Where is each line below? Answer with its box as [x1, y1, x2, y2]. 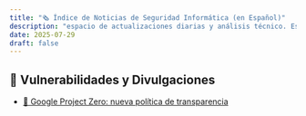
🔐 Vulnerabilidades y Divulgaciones [9, 72, 216, 87]
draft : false [9, 38, 59, 48]
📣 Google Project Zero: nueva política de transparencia [22, 96, 229, 107]
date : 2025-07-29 [9, 30, 76, 39]
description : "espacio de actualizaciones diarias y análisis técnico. [9, 22, 287, 31]
